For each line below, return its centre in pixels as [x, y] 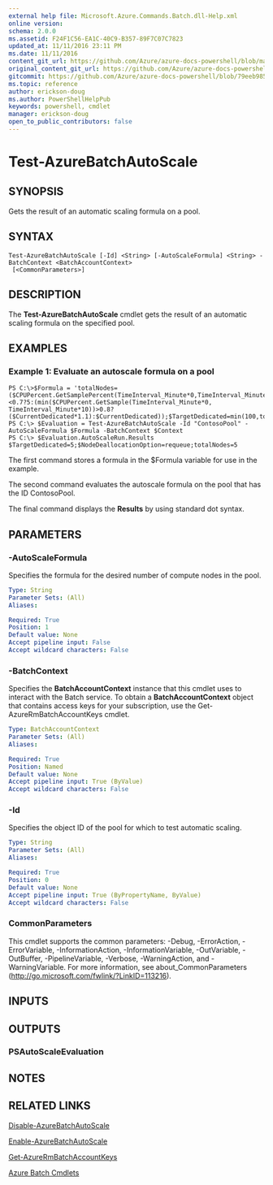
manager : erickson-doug [49, 115]
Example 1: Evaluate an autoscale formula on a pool [111, 371]
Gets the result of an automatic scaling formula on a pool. [104, 211]
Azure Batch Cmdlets [44, 1172]
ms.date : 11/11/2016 [43, 54]
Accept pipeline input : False [60, 642]
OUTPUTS [35, 1029]
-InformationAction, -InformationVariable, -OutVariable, [149, 949]
